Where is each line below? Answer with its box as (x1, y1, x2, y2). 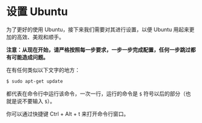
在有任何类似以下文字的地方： (6, 66, 80, 73)
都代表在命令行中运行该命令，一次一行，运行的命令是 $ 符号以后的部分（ (6, 90, 186, 97)
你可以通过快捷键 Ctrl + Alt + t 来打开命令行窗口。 (6, 110, 129, 117)
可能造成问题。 (11, 53, 49, 61)
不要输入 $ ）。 (22, 97, 56, 104)
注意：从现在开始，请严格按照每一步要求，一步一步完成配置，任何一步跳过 (6, 46, 191, 53)
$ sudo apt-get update (6, 78, 63, 84)
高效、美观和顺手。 (16, 33, 64, 40)
